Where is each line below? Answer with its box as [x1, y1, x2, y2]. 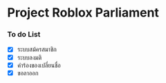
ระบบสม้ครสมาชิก [17, 45, 57, 53]
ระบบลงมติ [17, 53, 42, 62]
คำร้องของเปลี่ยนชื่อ [17, 61, 61, 69]
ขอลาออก [17, 68, 39, 77]
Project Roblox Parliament [7, 5, 159, 21]
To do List [7, 30, 41, 39]
